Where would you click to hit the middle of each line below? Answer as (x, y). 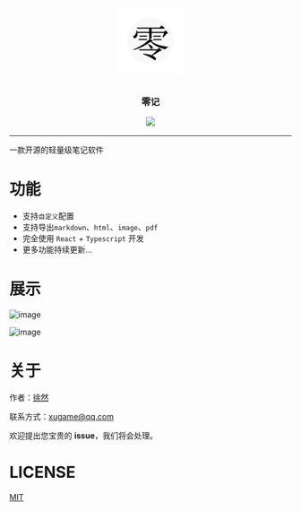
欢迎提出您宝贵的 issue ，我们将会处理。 (84, 436)
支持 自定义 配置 (48, 216)
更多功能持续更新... (57, 250)
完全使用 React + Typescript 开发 (83, 238)
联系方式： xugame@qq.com (62, 417)
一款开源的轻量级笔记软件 (56, 150)
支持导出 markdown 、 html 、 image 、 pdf (90, 228)
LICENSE (43, 472)
